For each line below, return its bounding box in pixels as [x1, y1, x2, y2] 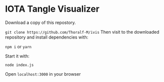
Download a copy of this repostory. [5, 20, 76, 25]
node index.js [5, 62, 34, 67]
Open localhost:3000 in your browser [5, 71, 81, 77]
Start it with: [5, 53, 30, 59]
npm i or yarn [5, 43, 32, 49]
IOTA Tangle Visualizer [5, 3, 99, 15]
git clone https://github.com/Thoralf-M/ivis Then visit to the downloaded [5, 29, 160, 35]
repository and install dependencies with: [5, 34, 89, 40]
